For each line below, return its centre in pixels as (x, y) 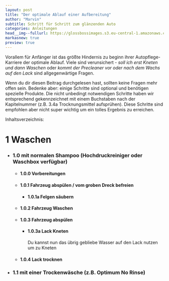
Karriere (14, 62)
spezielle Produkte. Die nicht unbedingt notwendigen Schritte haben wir (80, 93)
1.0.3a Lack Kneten (48, 231)
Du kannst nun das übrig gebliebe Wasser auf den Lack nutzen (93, 243)
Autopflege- (148, 57)
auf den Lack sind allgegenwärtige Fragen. (50, 73)
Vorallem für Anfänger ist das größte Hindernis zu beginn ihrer (70, 57)
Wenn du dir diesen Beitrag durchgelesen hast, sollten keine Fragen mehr (81, 83)
